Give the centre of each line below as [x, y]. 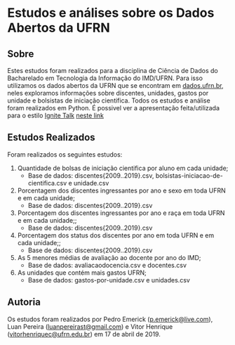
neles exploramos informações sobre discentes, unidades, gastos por [108, 93]
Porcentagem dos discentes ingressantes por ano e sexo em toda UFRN [121, 190]
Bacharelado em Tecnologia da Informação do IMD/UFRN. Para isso [105, 78]
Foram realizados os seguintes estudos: [65, 154]
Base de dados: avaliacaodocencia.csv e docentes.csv [107, 265]
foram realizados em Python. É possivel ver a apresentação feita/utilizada [113, 108]
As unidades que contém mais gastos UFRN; [82, 273]
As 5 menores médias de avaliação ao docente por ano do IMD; [109, 257]
